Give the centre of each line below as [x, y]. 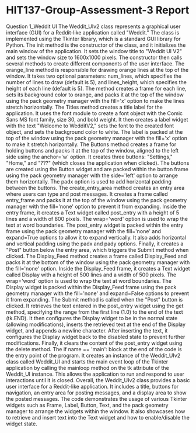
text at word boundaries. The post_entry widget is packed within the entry [95, 225]
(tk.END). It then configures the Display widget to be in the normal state [92, 318]
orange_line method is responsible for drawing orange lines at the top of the [97, 70]
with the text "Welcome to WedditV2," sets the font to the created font [90, 126]
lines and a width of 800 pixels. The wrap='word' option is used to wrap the [97, 219]
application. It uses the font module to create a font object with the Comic [94, 113]
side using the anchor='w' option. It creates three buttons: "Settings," [90, 157]
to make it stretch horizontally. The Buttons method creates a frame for [91, 144]
